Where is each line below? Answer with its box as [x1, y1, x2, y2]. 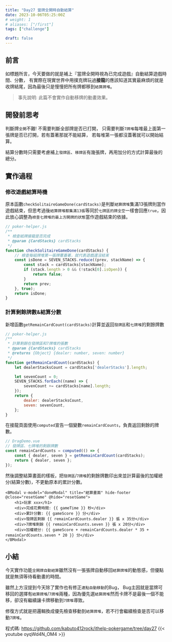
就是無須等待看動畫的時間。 [5, 573, 64, 579]
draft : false [5, 36, 33, 41]
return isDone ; [14, 291, 47, 296]
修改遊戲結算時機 [5, 188, 48, 195]
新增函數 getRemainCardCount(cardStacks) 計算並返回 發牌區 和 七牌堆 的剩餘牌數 [5, 321, 165, 327]
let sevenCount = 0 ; [14, 374, 58, 379]
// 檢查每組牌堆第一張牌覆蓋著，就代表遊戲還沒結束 [14, 253, 109, 258]
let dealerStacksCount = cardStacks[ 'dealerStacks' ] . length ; [14, 365, 147, 370]
